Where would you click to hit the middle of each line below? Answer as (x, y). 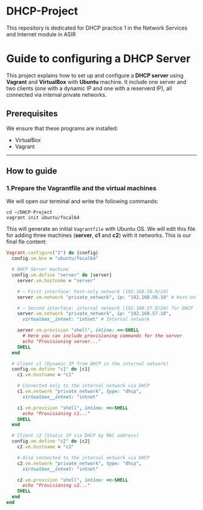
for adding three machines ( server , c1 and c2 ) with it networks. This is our (99, 235)
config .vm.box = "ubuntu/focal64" (55, 259)
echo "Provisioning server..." (62, 341)
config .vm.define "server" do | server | (62, 275)
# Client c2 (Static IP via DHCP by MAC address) (75, 436)
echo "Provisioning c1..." (56, 413)
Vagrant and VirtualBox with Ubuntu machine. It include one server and (96, 82)
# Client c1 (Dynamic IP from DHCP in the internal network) (90, 364)
